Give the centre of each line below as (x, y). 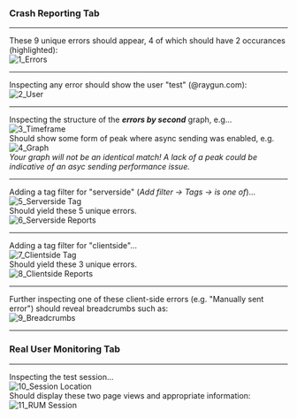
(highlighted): (34, 50)
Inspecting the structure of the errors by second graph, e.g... (121, 120)
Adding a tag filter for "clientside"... (73, 246)
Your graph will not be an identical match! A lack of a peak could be (133, 157)
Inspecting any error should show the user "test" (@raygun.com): (128, 85)
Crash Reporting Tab (54, 13)
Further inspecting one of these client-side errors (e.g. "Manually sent (137, 300)
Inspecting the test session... (61, 376)
